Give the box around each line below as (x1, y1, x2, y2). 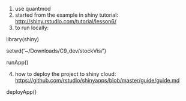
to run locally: (14, 24, 49, 31)
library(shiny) (6, 36, 40, 42)
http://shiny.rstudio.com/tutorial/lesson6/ (14, 18, 117, 25)
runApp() (6, 59, 29, 66)
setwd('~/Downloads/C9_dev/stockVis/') (6, 47, 107, 54)
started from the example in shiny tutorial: (14, 11, 119, 19)
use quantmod (14, 5, 51, 12)
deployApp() (6, 88, 37, 95)
